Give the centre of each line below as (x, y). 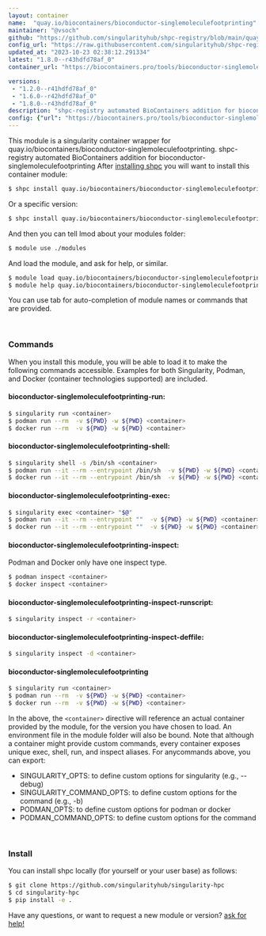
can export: (27, 760)
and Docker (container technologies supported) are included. (108, 379)
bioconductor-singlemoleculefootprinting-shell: (89, 446)
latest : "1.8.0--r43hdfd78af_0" (61, 60)
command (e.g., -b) (51, 801)
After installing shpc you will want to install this (173, 166)
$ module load (32, 278)
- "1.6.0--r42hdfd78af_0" (54, 96)
